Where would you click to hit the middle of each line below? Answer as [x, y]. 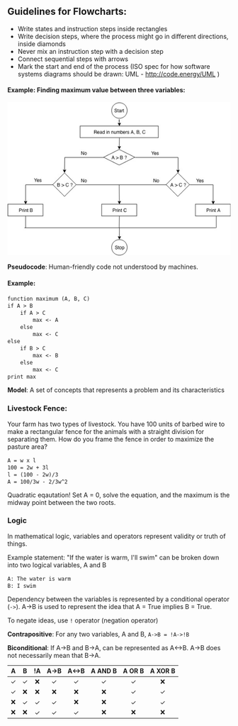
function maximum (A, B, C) [49, 299]
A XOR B [163, 671]
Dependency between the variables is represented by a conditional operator [119, 599]
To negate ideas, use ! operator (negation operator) [83, 620]
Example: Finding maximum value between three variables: [96, 90]
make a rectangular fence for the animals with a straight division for [106, 431]
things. [17, 543]
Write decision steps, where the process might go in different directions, [123, 36]
